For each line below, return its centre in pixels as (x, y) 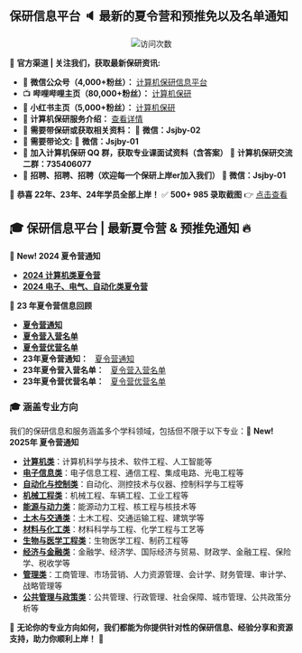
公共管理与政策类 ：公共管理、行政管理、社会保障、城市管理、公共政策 (153, 597)
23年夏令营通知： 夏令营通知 (78, 359)
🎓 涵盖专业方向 (44, 406)
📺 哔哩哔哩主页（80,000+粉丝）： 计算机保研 (107, 93)
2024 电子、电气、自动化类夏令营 (85, 286)
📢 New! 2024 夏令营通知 (55, 256)
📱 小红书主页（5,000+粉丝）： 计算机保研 (99, 107)
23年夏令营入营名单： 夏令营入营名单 (94, 369)
